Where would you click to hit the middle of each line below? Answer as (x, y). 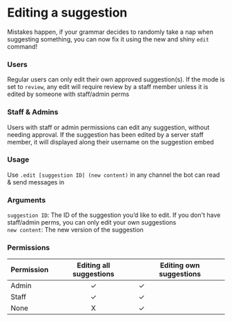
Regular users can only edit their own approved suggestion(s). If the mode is (116, 79)
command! (22, 46)
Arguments (27, 200)
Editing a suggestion (67, 13)
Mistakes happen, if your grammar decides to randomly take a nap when (110, 32)
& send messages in (36, 182)
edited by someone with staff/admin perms (68, 94)
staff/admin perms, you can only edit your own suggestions (92, 222)
